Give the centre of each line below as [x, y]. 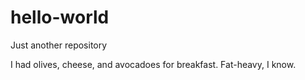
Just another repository [59, 45]
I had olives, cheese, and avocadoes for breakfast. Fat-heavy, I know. [153, 64]
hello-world [60, 17]
